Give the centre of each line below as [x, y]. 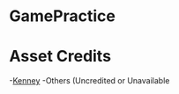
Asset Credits [60, 57]
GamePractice [63, 16]
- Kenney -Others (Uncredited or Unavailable [89, 81]
